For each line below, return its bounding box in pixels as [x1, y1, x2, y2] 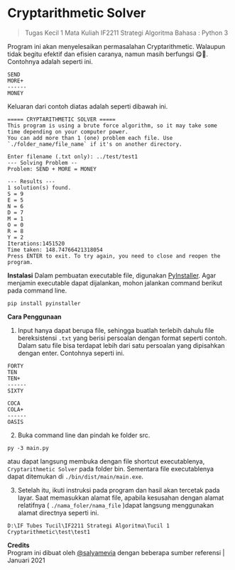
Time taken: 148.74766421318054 [7, 246, 103, 253]
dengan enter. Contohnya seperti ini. [17, 349, 125, 357]
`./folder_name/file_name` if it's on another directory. [7, 141, 182, 148]
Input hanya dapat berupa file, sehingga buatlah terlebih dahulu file [17, 326, 214, 334]
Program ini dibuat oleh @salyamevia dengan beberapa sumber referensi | [7, 548, 225, 557]
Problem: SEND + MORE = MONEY [7, 165, 97, 172]
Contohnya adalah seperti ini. [7, 57, 94, 65]
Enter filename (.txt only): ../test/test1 [7, 153, 138, 160]
